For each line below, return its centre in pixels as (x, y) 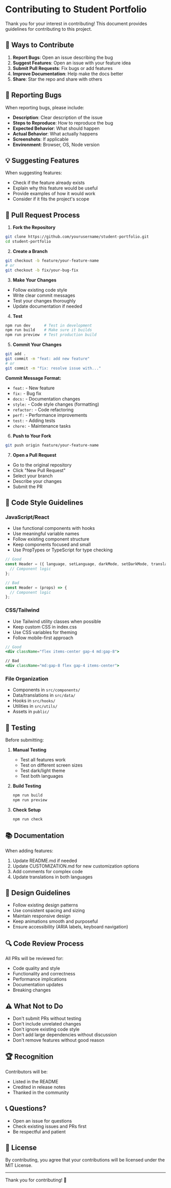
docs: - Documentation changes (46, 399)
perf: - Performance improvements (50, 415)
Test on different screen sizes (51, 765)
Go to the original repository (42, 465)
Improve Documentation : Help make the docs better (68, 74)
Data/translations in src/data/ (44, 695)
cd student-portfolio (28, 242)
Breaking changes (32, 990)
